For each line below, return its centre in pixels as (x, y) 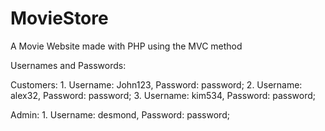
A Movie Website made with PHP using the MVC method (126, 46)
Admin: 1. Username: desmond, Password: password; (120, 114)
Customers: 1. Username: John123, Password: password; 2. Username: (156, 84)
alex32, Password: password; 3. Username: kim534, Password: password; (163, 95)
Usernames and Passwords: (68, 65)
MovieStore (59, 18)
